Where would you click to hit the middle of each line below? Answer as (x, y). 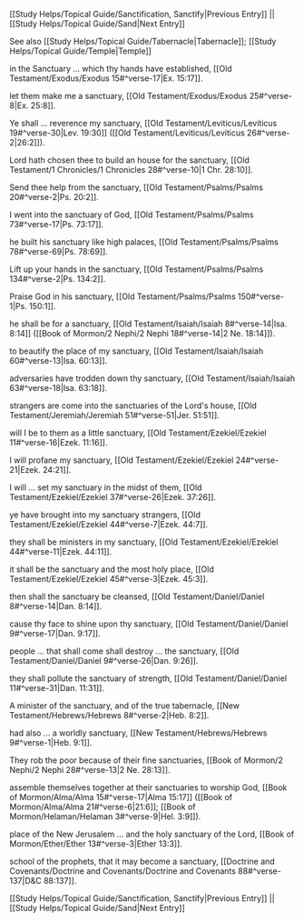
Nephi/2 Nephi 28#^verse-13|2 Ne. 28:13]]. (90, 770)
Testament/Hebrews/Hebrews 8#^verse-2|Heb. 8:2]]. (109, 715)
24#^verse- (257, 460)
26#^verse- (268, 133)
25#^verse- (271, 96)
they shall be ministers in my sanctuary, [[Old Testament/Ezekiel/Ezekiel (144, 542)
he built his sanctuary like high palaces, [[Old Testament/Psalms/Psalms (144, 242)
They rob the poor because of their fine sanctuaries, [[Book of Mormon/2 (146, 760)
